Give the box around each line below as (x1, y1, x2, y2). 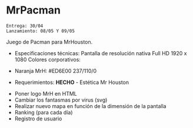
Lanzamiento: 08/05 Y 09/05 (6, 28, 75, 34)
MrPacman (6, 4, 61, 17)
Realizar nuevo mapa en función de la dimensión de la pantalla (14, 102, 167, 109)
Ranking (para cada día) (14, 109, 73, 116)
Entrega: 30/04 (6, 23, 44, 29)
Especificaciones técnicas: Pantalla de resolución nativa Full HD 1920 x (14, 49, 187, 56)
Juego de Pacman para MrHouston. (6, 38, 93, 45)
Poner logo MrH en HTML (14, 90, 78, 97)
